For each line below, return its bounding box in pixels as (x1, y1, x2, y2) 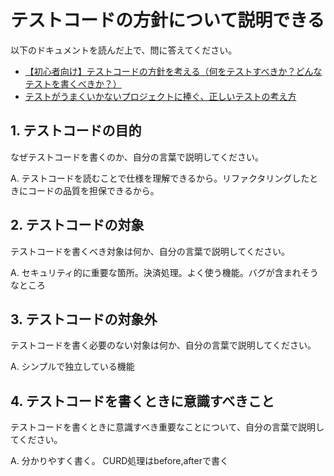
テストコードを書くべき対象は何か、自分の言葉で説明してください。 (10, 245, 290, 257)
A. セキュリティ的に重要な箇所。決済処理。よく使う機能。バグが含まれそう (10, 266, 319, 278)
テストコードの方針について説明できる (10, 9, 325, 32)
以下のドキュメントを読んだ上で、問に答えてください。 (10, 44, 238, 56)
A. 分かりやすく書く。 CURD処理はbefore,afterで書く (10, 455, 229, 467)
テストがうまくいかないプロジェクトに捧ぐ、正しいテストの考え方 (24, 90, 297, 102)
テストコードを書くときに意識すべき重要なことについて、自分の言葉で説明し (10, 421, 325, 433)
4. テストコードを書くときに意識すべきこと (10, 392, 275, 410)
